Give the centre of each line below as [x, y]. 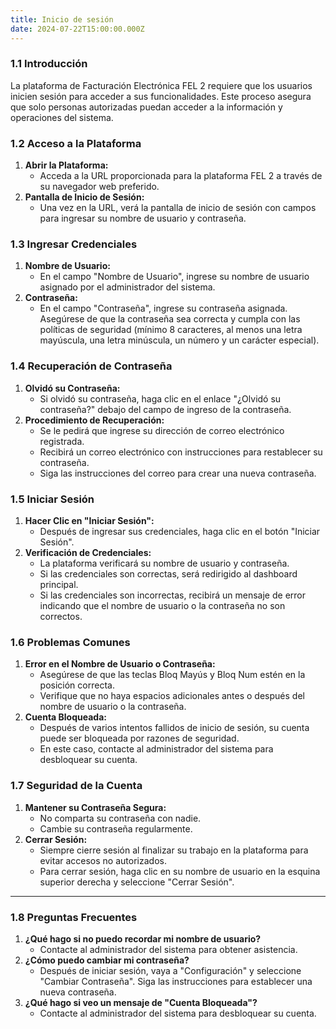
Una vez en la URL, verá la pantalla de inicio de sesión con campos [178, 208]
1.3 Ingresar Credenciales [74, 244]
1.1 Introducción [49, 64]
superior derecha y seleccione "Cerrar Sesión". [137, 882]
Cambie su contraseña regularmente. [116, 828]
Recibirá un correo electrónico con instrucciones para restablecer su [181, 452]
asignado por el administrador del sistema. [127, 287]
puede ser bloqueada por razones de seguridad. [139, 738]
